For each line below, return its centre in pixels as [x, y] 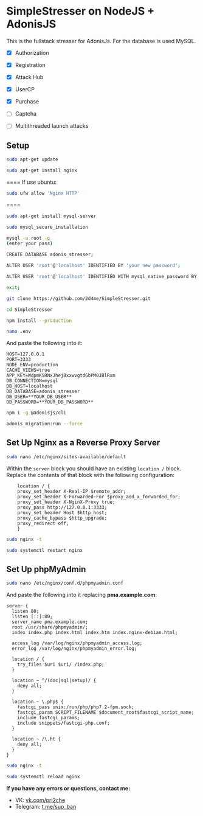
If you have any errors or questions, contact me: [68, 788]
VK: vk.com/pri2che [40, 800]
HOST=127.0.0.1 [26, 354]
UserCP [25, 89]
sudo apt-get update [33, 159]
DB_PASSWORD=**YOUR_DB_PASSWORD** [50, 402]
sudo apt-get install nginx [42, 171]
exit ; [13, 287]
